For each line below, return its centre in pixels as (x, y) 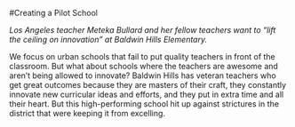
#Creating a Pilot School (53, 13)
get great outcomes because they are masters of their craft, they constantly (148, 85)
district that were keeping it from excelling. (88, 113)
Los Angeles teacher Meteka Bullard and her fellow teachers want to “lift (143, 30)
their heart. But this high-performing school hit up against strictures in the (144, 104)
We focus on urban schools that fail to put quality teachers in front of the (142, 56)
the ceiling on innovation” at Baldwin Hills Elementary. (108, 40)
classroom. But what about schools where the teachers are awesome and (144, 66)
